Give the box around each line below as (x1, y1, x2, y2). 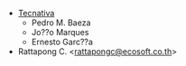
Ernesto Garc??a (31, 36, 93, 47)
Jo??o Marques (31, 27, 89, 37)
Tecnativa (17, 8, 55, 18)
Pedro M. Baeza (31, 17, 91, 28)
